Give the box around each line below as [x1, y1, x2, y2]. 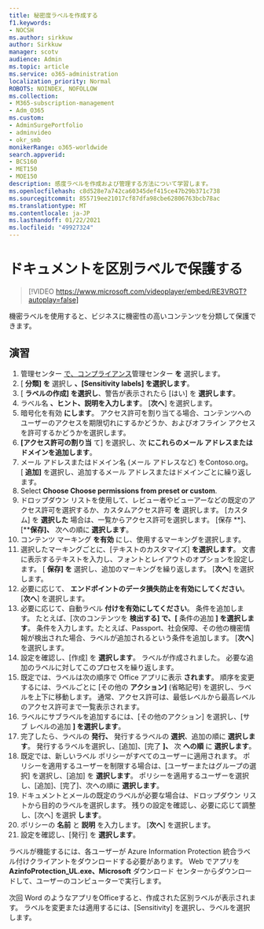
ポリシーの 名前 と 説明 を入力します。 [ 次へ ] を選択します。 [20, 820, 215, 829]
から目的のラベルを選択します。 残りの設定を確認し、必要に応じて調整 [27, 800, 256, 809]
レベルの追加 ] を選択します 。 [29, 721, 126, 731]
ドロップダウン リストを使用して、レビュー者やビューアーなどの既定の [20, 495, 249, 505]
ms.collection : [9, 92, 59, 100]
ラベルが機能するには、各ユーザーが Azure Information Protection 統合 [9, 846, 237, 856]
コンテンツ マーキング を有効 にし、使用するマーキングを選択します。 [20, 535, 246, 544]
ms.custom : [9, 114, 45, 122]
